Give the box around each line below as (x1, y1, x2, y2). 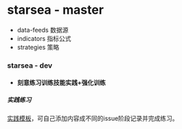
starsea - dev (7, 61, 53, 70)
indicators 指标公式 (16, 34, 71, 43)
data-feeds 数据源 (16, 26, 69, 34)
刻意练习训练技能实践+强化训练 (16, 79, 106, 87)
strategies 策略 (16, 43, 60, 51)
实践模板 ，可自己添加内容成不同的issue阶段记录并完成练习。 (7, 115, 179, 123)
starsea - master (7, 2, 104, 18)
